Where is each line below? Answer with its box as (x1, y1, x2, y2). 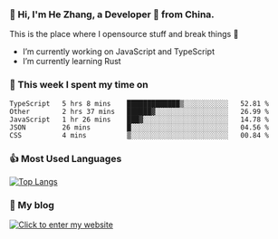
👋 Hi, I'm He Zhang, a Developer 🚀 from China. (9, 8, 215, 21)
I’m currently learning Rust (22, 56, 121, 67)
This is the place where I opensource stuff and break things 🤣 (9, 29, 239, 40)
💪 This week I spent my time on (9, 79, 149, 91)
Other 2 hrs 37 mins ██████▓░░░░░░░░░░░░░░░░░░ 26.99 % (9, 107, 270, 116)
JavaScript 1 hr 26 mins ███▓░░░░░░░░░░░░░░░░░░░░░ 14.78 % (9, 115, 270, 124)
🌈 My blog (9, 198, 54, 211)
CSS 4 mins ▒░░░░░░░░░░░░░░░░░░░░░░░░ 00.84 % (9, 130, 270, 139)
